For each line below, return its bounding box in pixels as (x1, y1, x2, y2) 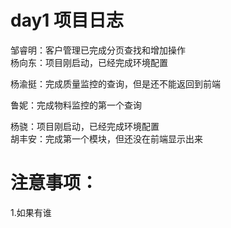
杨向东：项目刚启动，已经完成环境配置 (10, 56, 168, 68)
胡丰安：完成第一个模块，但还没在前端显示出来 (10, 132, 203, 145)
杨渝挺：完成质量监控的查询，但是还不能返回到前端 (10, 77, 221, 90)
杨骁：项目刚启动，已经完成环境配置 (10, 120, 160, 132)
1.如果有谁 (10, 206, 52, 218)
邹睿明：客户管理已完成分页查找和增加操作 (10, 44, 186, 56)
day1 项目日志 (10, 9, 124, 32)
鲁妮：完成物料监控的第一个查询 (10, 99, 142, 111)
